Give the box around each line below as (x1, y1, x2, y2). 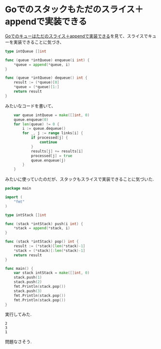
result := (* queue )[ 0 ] (14, 80, 59, 85)
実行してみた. (5, 312, 32, 317)
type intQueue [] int (5, 49, 47, 53)
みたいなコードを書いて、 (5, 103, 56, 109)
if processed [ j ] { (30, 135, 68, 140)
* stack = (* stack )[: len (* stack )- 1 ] (14, 248, 86, 253)
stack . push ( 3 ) (14, 288, 42, 294)
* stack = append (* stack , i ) (14, 226, 70, 231)
